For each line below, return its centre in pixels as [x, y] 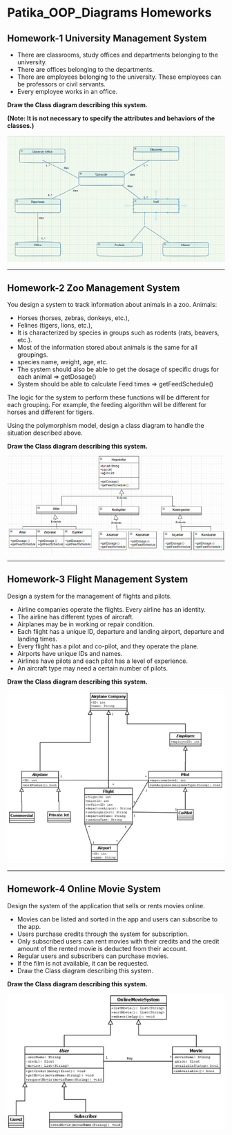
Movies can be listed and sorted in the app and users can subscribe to [117, 919]
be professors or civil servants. [61, 84]
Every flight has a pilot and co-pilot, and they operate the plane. [108, 646]
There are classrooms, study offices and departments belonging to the [118, 55]
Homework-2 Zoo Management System [94, 288]
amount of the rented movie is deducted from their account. [102, 948]
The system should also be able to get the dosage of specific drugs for [118, 369]
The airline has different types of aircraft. [76, 617]
